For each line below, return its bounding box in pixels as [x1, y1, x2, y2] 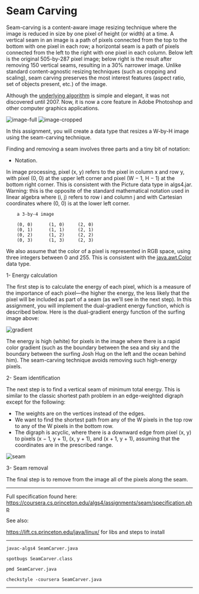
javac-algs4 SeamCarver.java [6, 545, 78, 551]
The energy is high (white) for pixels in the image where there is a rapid [6, 337, 181, 344]
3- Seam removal [6, 464, 49, 471]
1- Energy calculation [6, 272, 57, 279]
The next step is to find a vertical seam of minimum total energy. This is [6, 385, 181, 392]
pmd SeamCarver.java [6, 566, 57, 572]
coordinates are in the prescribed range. [14, 441, 114, 448]
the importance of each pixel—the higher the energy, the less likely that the [6, 289, 190, 296]
